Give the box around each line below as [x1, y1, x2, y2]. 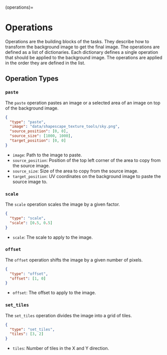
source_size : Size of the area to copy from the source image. [12, 168, 139, 174]
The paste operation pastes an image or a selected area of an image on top [5, 100, 160, 106]
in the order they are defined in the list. [5, 60, 86, 66]
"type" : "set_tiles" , [10, 327, 55, 332]
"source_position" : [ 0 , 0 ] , [10, 129, 69, 134]
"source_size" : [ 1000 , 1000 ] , [10, 133, 73, 139]
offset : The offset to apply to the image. [12, 290, 96, 296]
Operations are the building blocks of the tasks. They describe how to [5, 38, 149, 44]
